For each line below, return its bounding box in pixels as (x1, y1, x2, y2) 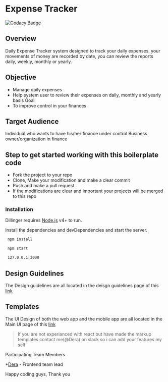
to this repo (12, 193, 37, 199)
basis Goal (12, 97, 35, 103)
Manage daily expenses (12, 86, 62, 92)
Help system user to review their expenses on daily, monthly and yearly (12, 92, 161, 98)
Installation (5, 206, 34, 213)
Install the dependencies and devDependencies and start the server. (5, 227, 148, 233)
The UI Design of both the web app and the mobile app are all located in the (5, 316, 163, 322)
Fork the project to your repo (12, 172, 73, 178)
